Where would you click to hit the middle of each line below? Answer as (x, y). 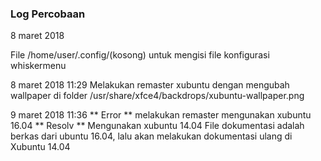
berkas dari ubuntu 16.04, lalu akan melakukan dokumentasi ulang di (151, 136)
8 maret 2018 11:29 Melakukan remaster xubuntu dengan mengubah (150, 85)
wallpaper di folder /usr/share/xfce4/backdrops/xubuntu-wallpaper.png (157, 96)
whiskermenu (38, 66)
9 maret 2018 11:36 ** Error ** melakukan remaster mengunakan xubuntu (161, 115)
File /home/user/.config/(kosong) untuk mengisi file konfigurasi (140, 55)
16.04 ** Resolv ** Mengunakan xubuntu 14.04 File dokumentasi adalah (157, 126)
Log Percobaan (48, 14)
